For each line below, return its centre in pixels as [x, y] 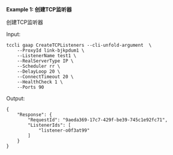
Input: [14, 34]
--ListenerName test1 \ [47, 56]
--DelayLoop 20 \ [39, 71]
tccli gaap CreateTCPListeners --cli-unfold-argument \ [79, 45]
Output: [16, 98]
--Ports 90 [31, 87]
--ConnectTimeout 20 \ [45, 77]
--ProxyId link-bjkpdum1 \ [51, 50]
